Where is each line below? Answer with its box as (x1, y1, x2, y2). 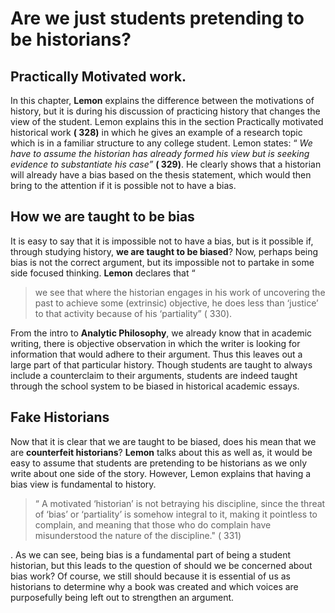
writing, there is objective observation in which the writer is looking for (10, 337, 301, 349)
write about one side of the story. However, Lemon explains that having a (10, 467, 312, 479)
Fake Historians (10, 409, 110, 426)
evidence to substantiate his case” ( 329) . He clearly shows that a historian (10, 158, 322, 170)
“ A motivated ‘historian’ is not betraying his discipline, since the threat (34, 497, 326, 509)
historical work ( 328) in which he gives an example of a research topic (10, 127, 303, 138)
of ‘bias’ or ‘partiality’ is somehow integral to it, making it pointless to (34, 508, 318, 520)
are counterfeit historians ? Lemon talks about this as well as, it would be (10, 446, 313, 458)
